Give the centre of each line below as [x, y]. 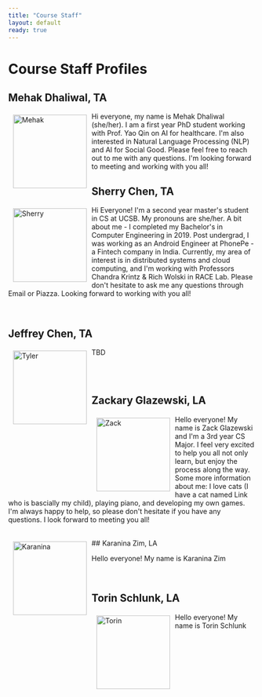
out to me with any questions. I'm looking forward [171, 159]
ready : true [27, 30]
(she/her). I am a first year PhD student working [168, 125]
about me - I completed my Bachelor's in [157, 227]
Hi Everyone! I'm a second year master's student [170, 210]
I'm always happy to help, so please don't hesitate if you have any [115, 511]
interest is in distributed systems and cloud [161, 261]
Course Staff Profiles [78, 69]
